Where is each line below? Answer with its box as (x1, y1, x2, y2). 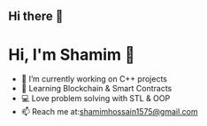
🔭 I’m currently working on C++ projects (20, 74, 167, 84)
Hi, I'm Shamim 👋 (8, 44, 135, 65)
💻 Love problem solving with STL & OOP (20, 93, 171, 104)
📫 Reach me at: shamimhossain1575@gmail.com (20, 106, 198, 117)
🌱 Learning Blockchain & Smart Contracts (20, 83, 172, 94)
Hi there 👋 (8, 9, 64, 24)
